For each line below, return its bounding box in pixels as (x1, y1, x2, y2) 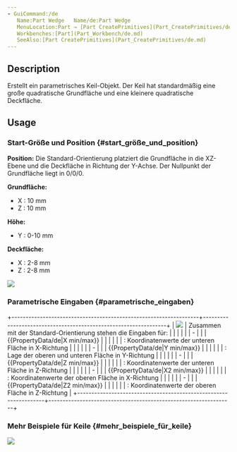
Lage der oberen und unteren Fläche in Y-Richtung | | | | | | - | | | (7, 350, 193, 360)
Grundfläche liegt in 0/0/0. (7, 169, 85, 177)
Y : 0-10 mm (17, 231, 54, 240)
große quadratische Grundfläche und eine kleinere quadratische (7, 89, 194, 97)
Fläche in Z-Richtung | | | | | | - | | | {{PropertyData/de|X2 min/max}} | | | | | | (7, 366, 227, 374)
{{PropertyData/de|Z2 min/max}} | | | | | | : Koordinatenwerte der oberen (7, 381, 217, 389)
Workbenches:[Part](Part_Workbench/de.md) (16, 30, 143, 37)
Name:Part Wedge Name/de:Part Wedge (16, 17, 131, 24)
